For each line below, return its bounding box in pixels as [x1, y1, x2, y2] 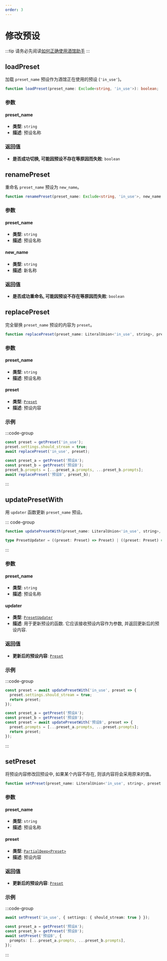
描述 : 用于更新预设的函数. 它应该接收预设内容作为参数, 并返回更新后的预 [12, 620, 160, 626]
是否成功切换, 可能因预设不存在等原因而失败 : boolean [12, 156, 120, 162]
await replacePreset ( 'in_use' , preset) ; [5, 449, 90, 454]
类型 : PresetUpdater [12, 614, 53, 620]
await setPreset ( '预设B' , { [5, 933, 62, 938]
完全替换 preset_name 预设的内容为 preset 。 [5, 322, 95, 328]
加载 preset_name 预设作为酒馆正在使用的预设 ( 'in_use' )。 [5, 76, 124, 82]
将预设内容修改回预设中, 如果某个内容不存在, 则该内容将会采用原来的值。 [5, 771, 154, 777]
